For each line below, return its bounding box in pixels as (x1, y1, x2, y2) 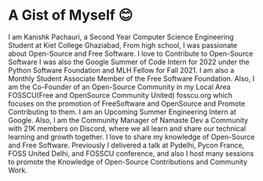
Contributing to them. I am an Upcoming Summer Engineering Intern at (8, 107, 237, 116)
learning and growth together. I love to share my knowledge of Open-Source (8, 132, 255, 141)
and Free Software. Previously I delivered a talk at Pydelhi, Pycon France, (8, 140, 245, 150)
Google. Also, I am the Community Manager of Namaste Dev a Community (8, 115, 249, 125)
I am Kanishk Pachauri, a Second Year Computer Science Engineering (8, 32, 234, 42)
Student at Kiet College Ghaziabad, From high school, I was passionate (8, 40, 238, 49)
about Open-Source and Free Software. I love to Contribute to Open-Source (8, 49, 254, 58)
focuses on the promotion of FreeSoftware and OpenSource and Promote (8, 99, 246, 108)
